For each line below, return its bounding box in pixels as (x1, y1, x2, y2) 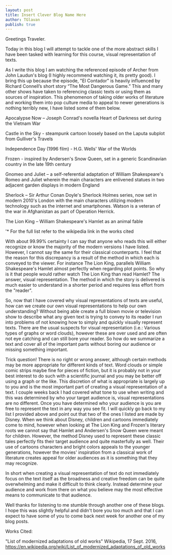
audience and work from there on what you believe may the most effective (5, 487, 163, 493)
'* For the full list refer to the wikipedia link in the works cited (5, 228, 134, 234)
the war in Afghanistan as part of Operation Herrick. (5, 209, 116, 215)
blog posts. (5, 519, 29, 525)
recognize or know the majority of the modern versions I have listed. (5, 244, 150, 250)
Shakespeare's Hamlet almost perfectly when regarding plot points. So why (5, 266, 165, 272)
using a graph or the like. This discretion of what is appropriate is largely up (5, 378, 165, 384)
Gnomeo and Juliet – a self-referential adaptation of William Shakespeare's (5, 171, 164, 177)
